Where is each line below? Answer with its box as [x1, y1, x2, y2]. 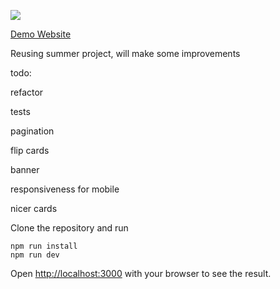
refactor [10, 86, 44, 98]
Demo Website [10, 28, 72, 40]
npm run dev [10, 250, 60, 260]
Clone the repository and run [10, 222, 129, 234]
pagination [10, 125, 55, 137]
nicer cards [10, 203, 58, 214]
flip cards [10, 145, 50, 156]
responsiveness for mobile [10, 183, 120, 195]
